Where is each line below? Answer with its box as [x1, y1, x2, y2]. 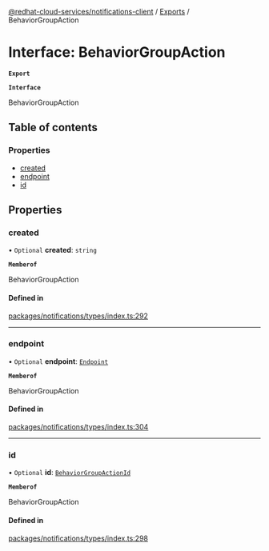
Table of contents [8, 121, 98, 134]
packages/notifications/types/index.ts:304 [8, 422, 149, 432]
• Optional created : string [8, 246, 98, 255]
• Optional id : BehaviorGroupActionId [8, 468, 130, 477]
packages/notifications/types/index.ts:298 [8, 533, 148, 543]
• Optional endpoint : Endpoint [8, 356, 109, 366]
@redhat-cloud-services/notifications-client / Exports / [8, 7, 190, 16]
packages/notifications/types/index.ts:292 [8, 311, 148, 321]
